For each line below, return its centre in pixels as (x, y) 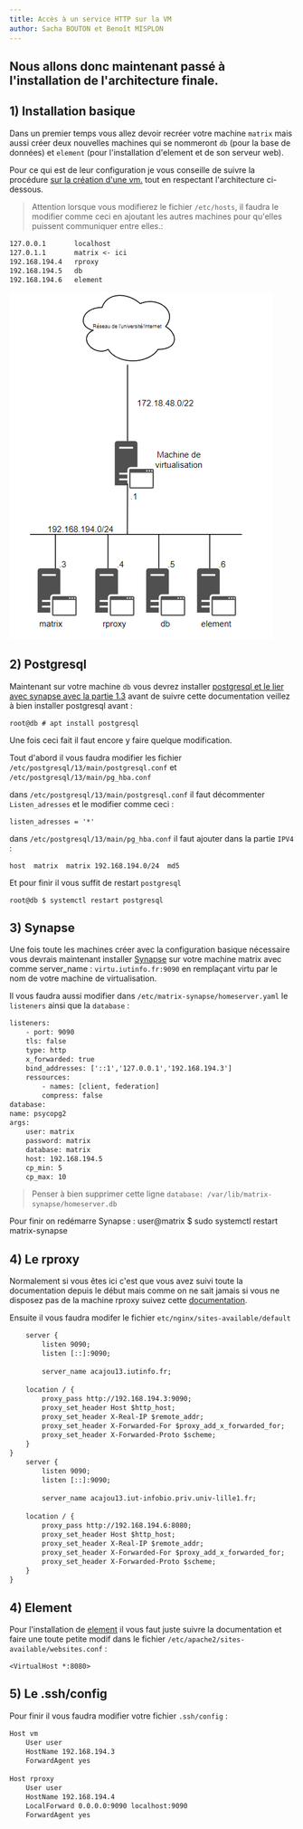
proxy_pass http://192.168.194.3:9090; (117, 1399)
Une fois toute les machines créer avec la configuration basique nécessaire (150, 949)
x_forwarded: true (60, 1060)
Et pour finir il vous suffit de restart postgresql (95, 882)
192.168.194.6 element (56, 280)
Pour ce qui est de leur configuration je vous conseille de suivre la (133, 170)
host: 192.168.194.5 (64, 1159)
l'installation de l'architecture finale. (114, 80)
